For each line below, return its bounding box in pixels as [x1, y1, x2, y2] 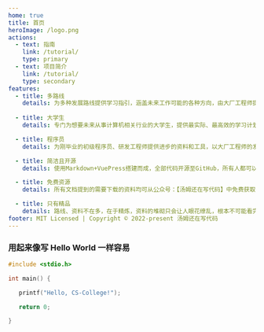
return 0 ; [18, 303, 51, 311]
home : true [8, 11, 44, 20]
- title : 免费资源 [15, 179, 71, 186]
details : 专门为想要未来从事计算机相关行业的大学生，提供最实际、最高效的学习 [22, 121, 247, 129]
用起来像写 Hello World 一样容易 [8, 242, 130, 253]
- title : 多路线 [15, 92, 65, 100]
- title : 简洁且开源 [15, 157, 77, 165]
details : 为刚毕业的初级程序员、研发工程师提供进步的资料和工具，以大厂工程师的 [22, 142, 253, 150]
